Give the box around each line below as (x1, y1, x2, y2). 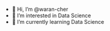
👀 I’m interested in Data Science (11, 12, 91, 19)
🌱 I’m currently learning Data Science (11, 18, 105, 25)
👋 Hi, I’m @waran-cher (11, 6, 69, 13)
